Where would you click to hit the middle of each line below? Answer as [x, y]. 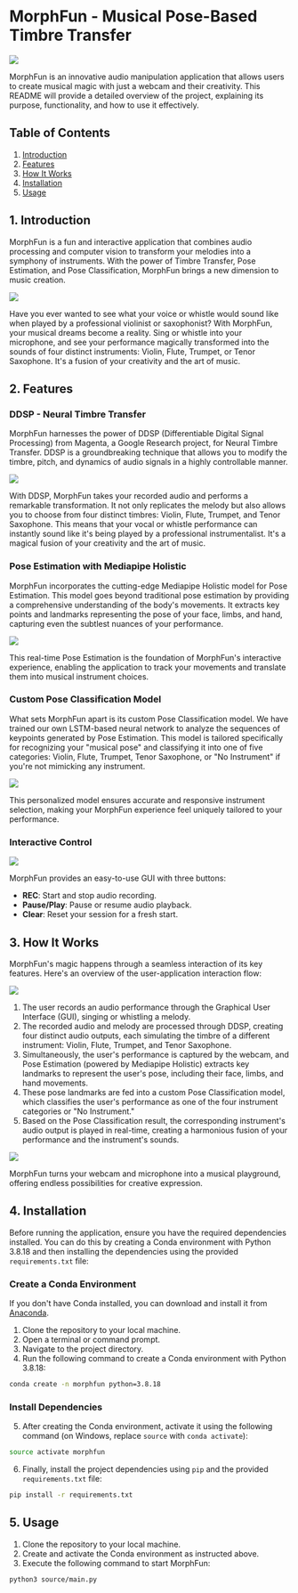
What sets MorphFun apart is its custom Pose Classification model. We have [149, 719]
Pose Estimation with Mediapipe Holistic [98, 566]
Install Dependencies [56, 1407]
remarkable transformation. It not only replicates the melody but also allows [148, 506]
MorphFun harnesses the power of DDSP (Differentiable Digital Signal [137, 434]
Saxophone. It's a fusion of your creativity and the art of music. [125, 361]
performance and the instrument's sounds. [101, 1139]
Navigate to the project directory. [83, 1349]
